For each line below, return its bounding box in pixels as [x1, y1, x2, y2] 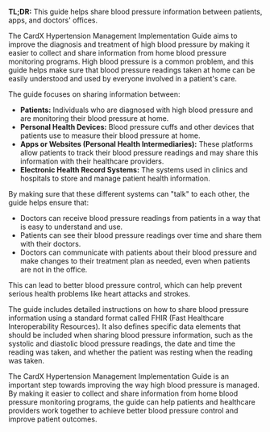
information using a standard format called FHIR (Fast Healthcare [8, 314, 224, 322]
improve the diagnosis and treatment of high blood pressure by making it [8, 39, 250, 49]
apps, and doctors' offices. [8, 15, 98, 25]
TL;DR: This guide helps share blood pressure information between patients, [8, 7, 263, 16]
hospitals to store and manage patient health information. [19, 173, 211, 183]
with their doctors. [19, 239, 81, 248]
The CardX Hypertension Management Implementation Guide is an [8, 372, 230, 381]
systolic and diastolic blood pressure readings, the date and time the [8, 339, 236, 348]
